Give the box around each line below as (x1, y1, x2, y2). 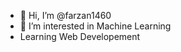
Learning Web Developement (19, 31, 141, 42)
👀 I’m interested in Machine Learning (19, 20, 172, 32)
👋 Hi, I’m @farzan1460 (19, 10, 112, 21)
